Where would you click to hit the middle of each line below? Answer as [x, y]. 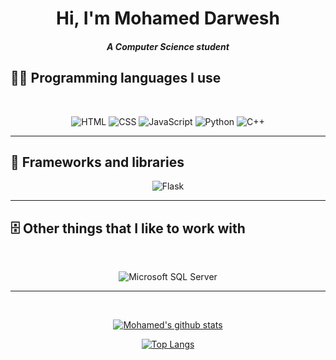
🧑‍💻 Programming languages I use [116, 78]
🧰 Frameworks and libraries [97, 162]
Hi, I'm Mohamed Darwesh [168, 18]
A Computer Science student [168, 46]
